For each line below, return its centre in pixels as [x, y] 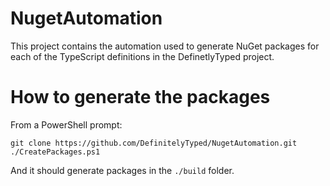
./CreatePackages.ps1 [55, 152]
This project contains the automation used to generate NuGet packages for [165, 46]
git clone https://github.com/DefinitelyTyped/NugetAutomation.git [154, 143]
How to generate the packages [140, 97]
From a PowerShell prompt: [66, 124]
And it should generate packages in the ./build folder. [122, 170]
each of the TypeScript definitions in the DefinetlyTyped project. [142, 56]
